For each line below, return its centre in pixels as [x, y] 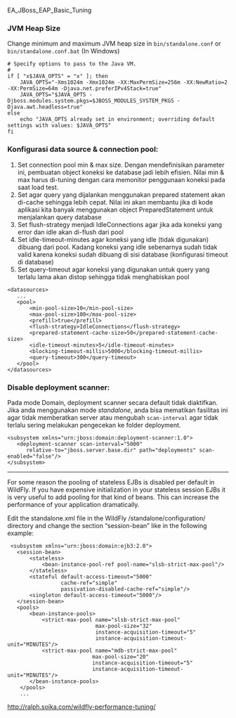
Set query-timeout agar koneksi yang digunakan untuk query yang [113, 269]
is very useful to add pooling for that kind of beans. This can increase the [113, 497]
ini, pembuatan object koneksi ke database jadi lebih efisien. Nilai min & [121, 172]
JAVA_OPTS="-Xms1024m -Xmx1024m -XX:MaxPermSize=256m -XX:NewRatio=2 [124, 83]
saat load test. [38, 187]
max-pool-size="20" [121, 657]
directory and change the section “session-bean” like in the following [107, 525]
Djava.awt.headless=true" [45, 107]
